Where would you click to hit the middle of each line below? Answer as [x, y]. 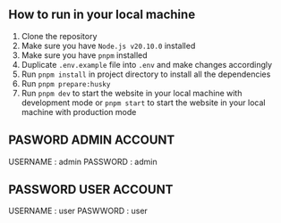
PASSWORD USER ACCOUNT [91, 190]
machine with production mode [79, 111]
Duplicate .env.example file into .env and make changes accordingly [147, 64]
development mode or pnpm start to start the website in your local [143, 103]
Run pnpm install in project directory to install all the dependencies [146, 74]
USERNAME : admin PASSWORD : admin [83, 161]
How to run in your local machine [102, 15]
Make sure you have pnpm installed [85, 55]
